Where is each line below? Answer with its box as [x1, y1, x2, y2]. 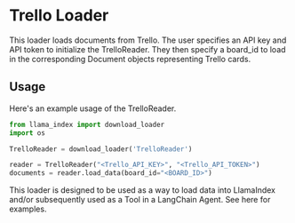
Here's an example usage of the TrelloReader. [9, 103, 177, 114]
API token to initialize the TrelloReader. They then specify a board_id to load [9, 44, 286, 54]
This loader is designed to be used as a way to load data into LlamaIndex [9, 185, 275, 195]
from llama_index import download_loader [9, 120, 165, 129]
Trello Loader [9, 5, 109, 26]
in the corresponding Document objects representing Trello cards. [9, 53, 251, 64]
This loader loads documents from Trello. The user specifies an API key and [9, 35, 287, 45]
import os [9, 128, 46, 138]
